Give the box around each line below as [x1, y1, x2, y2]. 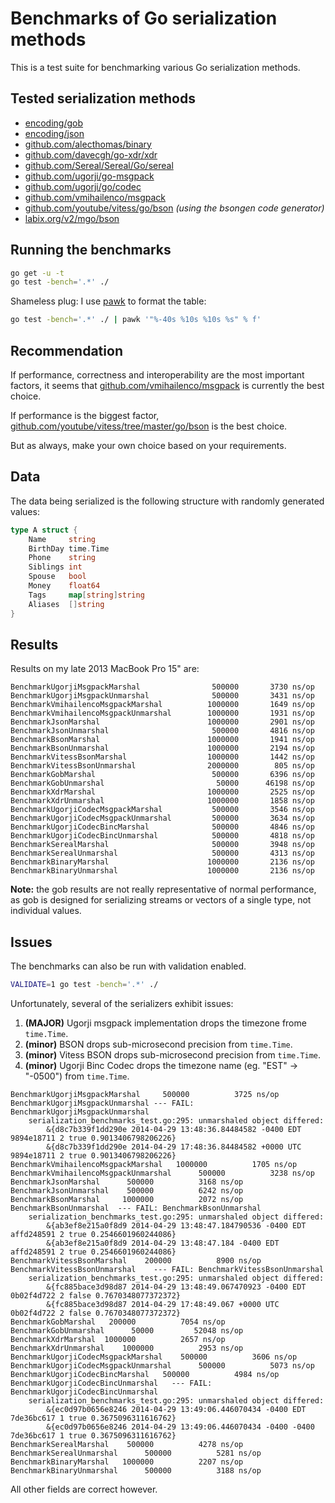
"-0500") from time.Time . [24, 1070, 130, 1082]
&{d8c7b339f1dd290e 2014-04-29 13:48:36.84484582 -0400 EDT [46, 1125, 302, 1135]
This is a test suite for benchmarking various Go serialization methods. [10, 61, 301, 73]
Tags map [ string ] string [28, 590, 145, 600]
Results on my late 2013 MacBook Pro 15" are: [10, 663, 200, 675]
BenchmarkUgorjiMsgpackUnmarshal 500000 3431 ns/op [10, 691, 315, 701]
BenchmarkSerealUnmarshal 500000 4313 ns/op [10, 848, 315, 859]
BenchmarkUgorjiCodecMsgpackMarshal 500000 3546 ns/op [10, 805, 315, 815]
